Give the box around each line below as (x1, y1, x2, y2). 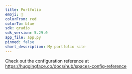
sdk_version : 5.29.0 (5, 30, 48, 35)
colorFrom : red (5, 16, 37, 21)
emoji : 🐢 (5, 12, 23, 17)
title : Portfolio (5, 7, 41, 12)
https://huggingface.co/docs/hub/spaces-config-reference (5, 63, 127, 69)
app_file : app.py (5, 35, 41, 40)
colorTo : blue (5, 21, 35, 26)
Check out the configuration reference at (5, 58, 89, 64)
